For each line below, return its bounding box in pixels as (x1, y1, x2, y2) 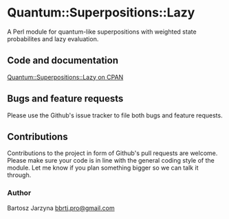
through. (7, 171, 32, 179)
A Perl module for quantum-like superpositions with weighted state (7, 27, 197, 36)
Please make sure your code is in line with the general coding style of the (7, 157, 215, 165)
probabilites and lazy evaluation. (7, 34, 99, 43)
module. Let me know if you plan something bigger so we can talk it (7, 163, 199, 172)
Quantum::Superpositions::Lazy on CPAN (7, 73, 124, 81)
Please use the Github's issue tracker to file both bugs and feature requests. (7, 111, 223, 119)
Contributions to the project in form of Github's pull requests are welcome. (7, 149, 218, 157)
